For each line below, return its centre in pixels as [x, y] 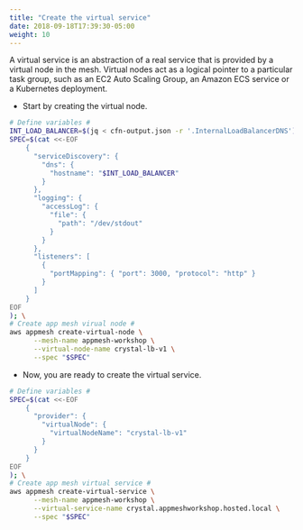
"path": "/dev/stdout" [100, 223]
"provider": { [60, 416]
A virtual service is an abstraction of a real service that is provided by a [142, 60]
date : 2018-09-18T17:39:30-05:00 [72, 26]
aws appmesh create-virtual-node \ [76, 333]
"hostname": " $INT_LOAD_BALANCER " [114, 173]
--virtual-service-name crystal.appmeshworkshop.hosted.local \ [156, 508]
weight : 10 [30, 34]
